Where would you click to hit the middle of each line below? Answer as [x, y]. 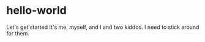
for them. [18, 33]
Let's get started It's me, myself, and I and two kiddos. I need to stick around [103, 27]
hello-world [37, 10]
